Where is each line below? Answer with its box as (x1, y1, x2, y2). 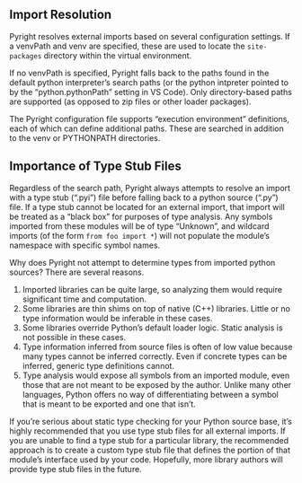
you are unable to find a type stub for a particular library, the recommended (9, 435, 289, 445)
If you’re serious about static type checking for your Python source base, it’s (9, 416, 292, 426)
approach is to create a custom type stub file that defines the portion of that (9, 444, 290, 455)
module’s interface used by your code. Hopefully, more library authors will (9, 453, 283, 465)
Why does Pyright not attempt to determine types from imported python (9, 257, 276, 268)
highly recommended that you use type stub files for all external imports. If (9, 426, 286, 436)
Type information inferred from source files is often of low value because (22, 341, 293, 352)
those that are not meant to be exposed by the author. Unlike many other (22, 379, 292, 390)
